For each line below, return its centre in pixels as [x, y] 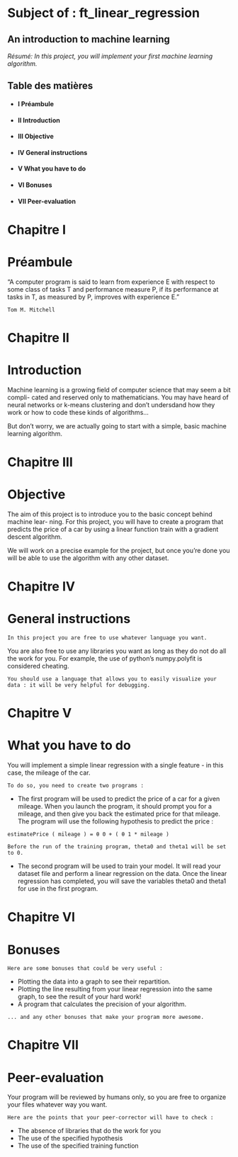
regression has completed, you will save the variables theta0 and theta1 [122, 881]
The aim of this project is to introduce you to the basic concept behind [110, 514]
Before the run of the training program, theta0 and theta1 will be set [117, 847]
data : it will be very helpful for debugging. [79, 685]
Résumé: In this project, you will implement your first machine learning [110, 56]
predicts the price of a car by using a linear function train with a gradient [113, 529]
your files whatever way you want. [57, 1105]
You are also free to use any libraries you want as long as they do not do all [117, 651]
